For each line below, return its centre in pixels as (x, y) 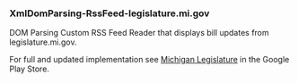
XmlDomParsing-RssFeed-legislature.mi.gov (110, 13)
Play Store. (29, 69)
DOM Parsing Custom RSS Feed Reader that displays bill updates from (139, 33)
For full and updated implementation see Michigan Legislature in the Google (149, 60)
